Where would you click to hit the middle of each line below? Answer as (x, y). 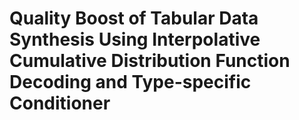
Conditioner (60, 103)
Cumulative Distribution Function (150, 61)
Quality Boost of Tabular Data (134, 18)
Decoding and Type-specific (130, 82)
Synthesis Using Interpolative (135, 39)
